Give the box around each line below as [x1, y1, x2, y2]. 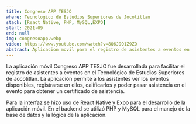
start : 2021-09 [6, 25, 43, 31]
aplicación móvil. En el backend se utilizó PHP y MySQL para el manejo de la [6, 105, 191, 112]
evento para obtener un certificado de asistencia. [6, 87, 125, 94]
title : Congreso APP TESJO [6, 8, 72, 15]
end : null [6, 30, 30, 36]
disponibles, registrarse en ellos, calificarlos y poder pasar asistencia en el [6, 81, 186, 88]
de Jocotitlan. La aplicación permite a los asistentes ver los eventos [6, 75, 169, 82]
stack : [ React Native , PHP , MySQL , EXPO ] [6, 19, 106, 25]
